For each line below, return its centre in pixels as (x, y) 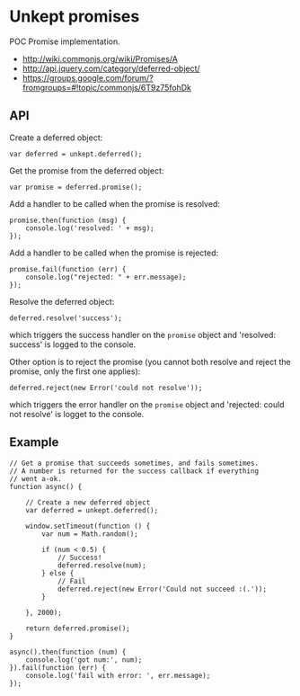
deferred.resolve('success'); (66, 318)
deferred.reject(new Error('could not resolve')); (106, 388)
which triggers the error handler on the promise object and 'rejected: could (147, 404)
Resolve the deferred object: (62, 301)
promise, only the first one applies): (75, 371)
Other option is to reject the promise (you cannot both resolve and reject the (150, 361)
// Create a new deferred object (88, 502)
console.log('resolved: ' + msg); (90, 228)
